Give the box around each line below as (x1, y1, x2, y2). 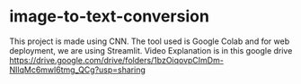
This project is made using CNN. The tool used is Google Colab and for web (9, 36, 290, 46)
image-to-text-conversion (9, 6, 209, 27)
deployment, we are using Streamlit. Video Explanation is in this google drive (9, 45, 293, 55)
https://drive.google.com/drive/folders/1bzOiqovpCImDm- (9, 55, 225, 65)
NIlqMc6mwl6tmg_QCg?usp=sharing (9, 64, 146, 75)
